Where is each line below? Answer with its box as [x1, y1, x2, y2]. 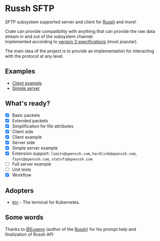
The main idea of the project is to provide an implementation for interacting [5, 48, 155, 54]
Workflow [12, 172, 31, 178]
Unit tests [12, 167, 31, 173]
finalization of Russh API [5, 231, 54, 237]
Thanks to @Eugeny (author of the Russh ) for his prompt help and [5, 226, 136, 232]
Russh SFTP [5, 3, 55, 14]
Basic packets [12, 112, 40, 118]
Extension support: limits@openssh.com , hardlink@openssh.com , [12, 151, 137, 156]
